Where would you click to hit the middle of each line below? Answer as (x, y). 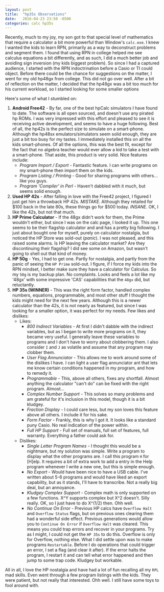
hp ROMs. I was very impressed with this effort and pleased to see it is (83, 118)
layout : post (18, 10)
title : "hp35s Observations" (36, 14)
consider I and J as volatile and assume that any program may (90, 347)
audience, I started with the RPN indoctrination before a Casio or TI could (79, 68)
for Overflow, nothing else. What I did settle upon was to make (90, 540)
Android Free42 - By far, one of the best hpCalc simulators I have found (85, 108)
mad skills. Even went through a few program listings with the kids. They (78, 575)
